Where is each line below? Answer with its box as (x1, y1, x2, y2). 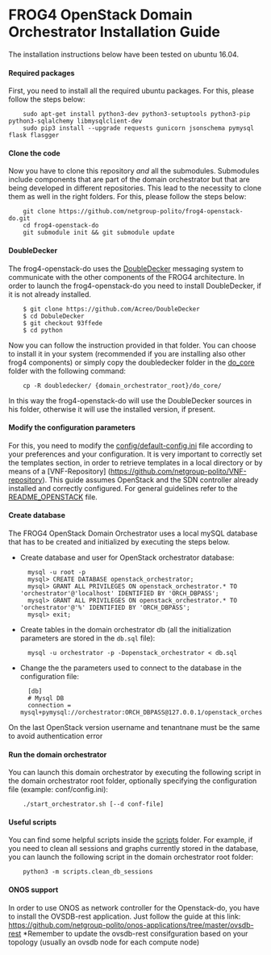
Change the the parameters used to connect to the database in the (19, 663, 242, 673)
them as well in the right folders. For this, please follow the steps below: (8, 192, 247, 202)
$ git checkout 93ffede (23, 319, 103, 327)
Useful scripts (8, 817, 57, 827)
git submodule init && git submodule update (23, 228, 175, 237)
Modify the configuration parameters (8, 423, 135, 432)
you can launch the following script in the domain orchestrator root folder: (8, 853, 254, 862)
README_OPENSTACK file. (8, 492, 98, 502)
